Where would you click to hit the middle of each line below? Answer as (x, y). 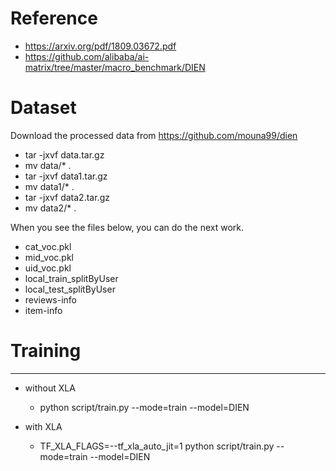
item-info (43, 310)
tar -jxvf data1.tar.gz (66, 176)
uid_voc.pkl (48, 268)
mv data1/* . (49, 186)
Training (46, 351)
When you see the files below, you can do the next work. (127, 227)
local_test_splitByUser (70, 289)
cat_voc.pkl (48, 246)
